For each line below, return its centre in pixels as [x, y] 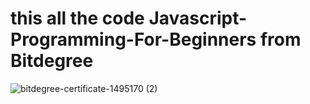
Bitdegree [52, 61]
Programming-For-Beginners [133, 39]
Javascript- [198, 18]
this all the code [77, 18]
